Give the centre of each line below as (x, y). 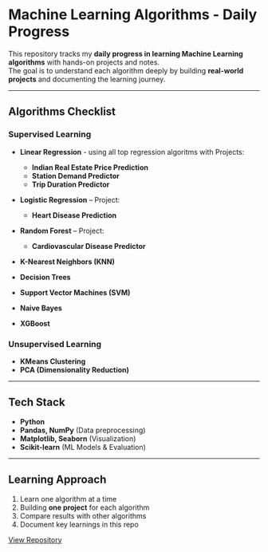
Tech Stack (37, 402)
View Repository (35, 539)
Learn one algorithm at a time (68, 499)
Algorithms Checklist (62, 112)
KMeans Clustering (53, 361)
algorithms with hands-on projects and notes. (84, 62)
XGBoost (35, 323)
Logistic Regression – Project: (70, 199)
